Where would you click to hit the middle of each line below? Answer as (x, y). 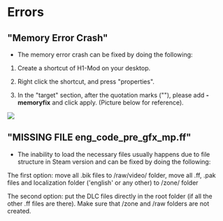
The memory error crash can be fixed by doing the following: (105, 54)
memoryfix (34, 102)
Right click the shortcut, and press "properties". (86, 82)
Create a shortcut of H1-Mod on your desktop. (84, 68)
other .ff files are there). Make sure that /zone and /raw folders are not (108, 204)
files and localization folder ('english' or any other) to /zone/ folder (103, 183)
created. (19, 211)
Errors (26, 12)
